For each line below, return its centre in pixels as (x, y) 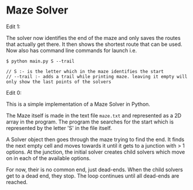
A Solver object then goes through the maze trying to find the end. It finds (95, 139)
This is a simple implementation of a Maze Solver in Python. (78, 104)
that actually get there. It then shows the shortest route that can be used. (94, 44)
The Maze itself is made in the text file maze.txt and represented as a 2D (94, 115)
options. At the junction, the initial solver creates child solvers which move (96, 152)
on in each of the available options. (48, 158)
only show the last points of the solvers (59, 82)
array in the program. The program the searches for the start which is (90, 122)
